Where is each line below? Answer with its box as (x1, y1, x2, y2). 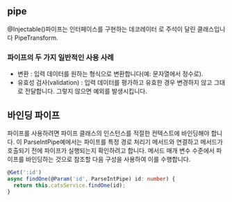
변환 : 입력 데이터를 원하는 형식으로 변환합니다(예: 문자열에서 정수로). (17, 69, 204, 78)
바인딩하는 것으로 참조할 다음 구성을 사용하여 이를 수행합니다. (25, 155, 191, 163)
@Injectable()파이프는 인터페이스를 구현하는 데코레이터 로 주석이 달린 (7, 24, 196, 33)
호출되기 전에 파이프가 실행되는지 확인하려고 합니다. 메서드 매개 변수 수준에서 (7, 146, 215, 155)
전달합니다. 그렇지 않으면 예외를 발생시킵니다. (24, 87, 148, 96)
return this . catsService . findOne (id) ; (13, 182, 126, 189)
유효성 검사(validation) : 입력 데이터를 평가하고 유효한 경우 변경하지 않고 (17, 78, 213, 87)
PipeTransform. (14, 33, 58, 42)
